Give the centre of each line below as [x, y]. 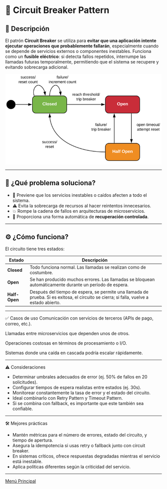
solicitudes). [25, 382]
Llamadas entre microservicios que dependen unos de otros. [68, 334]
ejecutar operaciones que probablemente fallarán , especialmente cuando [82, 46]
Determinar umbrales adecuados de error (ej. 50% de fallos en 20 [80, 377]
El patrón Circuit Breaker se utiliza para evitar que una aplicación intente [81, 40]
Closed [15, 270]
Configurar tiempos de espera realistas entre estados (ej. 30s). [77, 388]
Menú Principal [21, 481]
